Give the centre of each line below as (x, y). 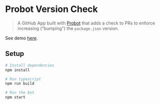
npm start (15, 97)
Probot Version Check (52, 9)
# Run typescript (23, 79)
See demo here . (22, 38)
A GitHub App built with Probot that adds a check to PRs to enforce (86, 23)
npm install (17, 70)
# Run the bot (20, 93)
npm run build (20, 83)
